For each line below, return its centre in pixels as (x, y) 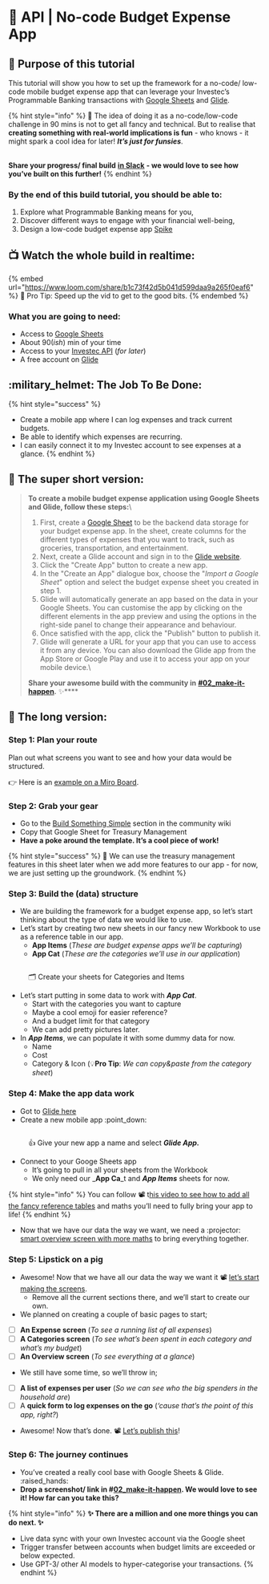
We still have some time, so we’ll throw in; (88, 1373)
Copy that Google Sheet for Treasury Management (103, 832)
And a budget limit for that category (91, 1021)
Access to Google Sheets (62, 334)
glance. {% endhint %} (57, 454)
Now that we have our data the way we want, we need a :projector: (130, 1230)
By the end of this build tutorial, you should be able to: (115, 194)
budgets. (34, 428)
